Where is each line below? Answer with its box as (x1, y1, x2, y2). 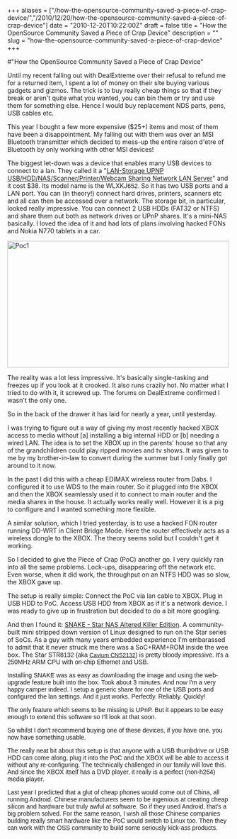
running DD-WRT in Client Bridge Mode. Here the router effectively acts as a (7, 526, 230, 535)
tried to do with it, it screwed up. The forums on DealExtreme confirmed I (7, 389, 221, 396)
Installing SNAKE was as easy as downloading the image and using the (7, 672, 204, 679)
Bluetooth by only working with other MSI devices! (7, 145, 154, 153)
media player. (7, 775, 45, 783)
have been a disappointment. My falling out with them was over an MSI (7, 130, 214, 138)
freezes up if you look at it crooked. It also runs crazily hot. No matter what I (7, 381, 229, 389)
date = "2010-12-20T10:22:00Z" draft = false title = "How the (49, 21, 228, 29)
